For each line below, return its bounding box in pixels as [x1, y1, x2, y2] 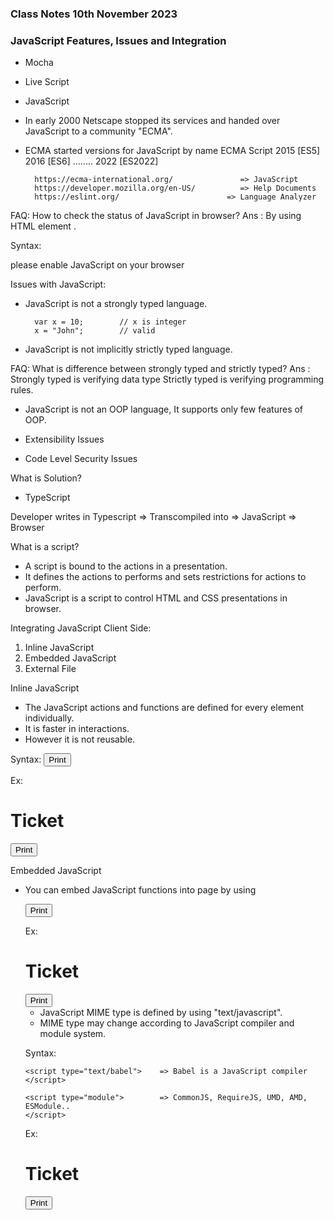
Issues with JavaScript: [10, 278, 107, 291]
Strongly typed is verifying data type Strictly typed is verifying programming [10, 373, 325, 386]
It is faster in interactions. [24, 723, 130, 735]
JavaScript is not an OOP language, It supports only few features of [24, 403, 304, 416]
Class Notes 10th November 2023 [10, 7, 178, 21]
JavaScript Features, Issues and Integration [10, 33, 227, 47]
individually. [24, 712, 75, 724]
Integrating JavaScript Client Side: [10, 622, 152, 634]
